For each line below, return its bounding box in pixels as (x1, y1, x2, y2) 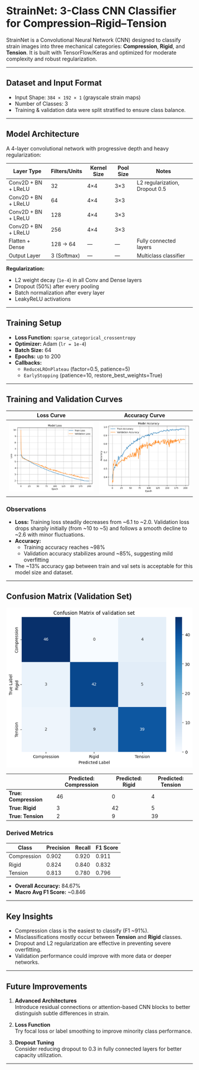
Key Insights (6, 911, 53, 921)
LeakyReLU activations (14, 295, 71, 303)
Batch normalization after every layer (14, 289, 105, 296)
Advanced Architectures (14, 997, 77, 1004)
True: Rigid (8, 804, 37, 812)
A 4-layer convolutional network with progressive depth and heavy (6, 145, 169, 152)
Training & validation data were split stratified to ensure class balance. (14, 106, 186, 113)
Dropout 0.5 (137, 186, 167, 193)
